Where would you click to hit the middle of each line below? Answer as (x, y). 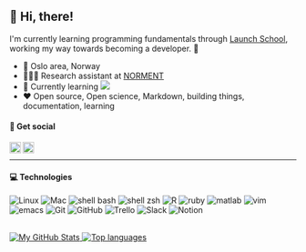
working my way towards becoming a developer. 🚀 (104, 48)
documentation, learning (69, 106)
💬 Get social (33, 126)
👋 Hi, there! (42, 17)
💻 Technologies (41, 176)
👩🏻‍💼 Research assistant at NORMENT (93, 76)
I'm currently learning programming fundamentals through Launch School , (149, 38)
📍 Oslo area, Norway (61, 66)
